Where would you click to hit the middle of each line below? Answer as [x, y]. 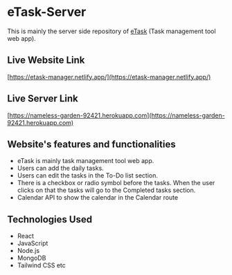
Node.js [28, 251]
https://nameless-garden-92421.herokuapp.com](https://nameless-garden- [117, 115]
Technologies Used [50, 219]
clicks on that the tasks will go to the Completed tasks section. [106, 190]
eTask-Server [47, 12]
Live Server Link [43, 98]
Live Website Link [46, 60]
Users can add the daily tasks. [60, 168]
